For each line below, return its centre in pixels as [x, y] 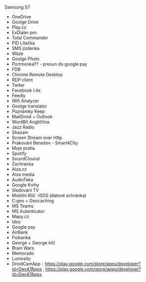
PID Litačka [23, 43]
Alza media [23, 174]
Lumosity [21, 258]
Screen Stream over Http [37, 138]
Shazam [20, 132]
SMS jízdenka [26, 48]
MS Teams [23, 206]
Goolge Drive [25, 22]
